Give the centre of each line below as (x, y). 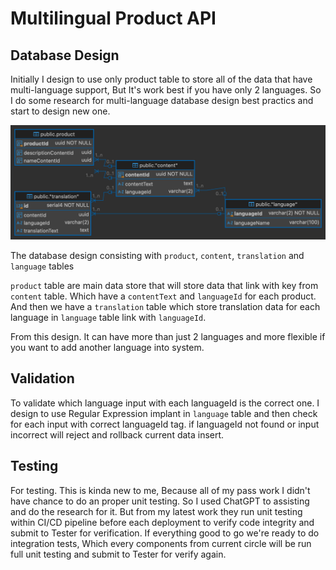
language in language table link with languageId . (108, 318)
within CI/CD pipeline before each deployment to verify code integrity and (162, 522)
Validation (42, 378)
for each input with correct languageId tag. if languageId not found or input (165, 424)
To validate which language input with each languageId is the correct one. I (165, 403)
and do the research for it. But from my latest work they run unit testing (156, 511)
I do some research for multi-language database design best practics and (162, 100)
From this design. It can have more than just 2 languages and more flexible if (168, 337)
